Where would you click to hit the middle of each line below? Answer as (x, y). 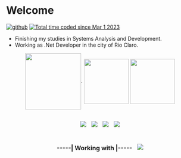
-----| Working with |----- (94, 148)
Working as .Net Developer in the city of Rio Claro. (77, 45)
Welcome (30, 10)
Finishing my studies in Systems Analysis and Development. (88, 38)
